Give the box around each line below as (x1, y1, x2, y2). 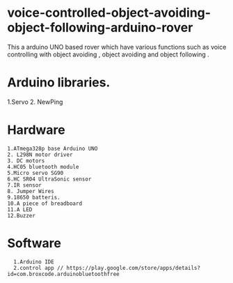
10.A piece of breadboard (7, 200, 82, 207)
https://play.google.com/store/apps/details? (66, 264, 200, 271)
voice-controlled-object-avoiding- (7, 5, 211, 21)
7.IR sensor (7, 181, 42, 189)
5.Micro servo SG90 (7, 169, 64, 176)
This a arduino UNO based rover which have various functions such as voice (7, 43, 227, 51)
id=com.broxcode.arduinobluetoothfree (7, 270, 120, 277)
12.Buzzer (7, 212, 36, 219)
